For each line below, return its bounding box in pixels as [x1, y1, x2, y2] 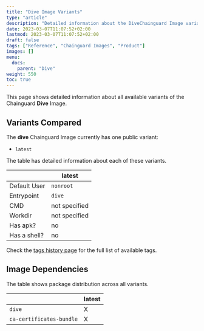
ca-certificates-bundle [9, 315, 78, 322]
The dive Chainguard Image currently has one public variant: [6, 133, 158, 140]
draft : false [6, 37, 39, 43]
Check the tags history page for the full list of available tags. [6, 247, 157, 254]
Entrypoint [9, 191, 39, 200]
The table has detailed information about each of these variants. [6, 157, 167, 164]
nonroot [51, 182, 73, 189]
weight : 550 [6, 71, 36, 77]
